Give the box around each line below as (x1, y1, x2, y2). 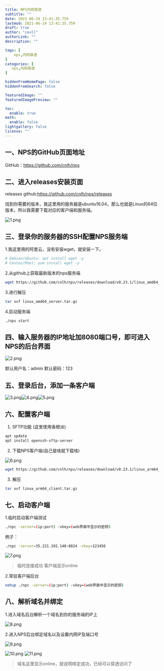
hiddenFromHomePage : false (5, 79, 60, 85)
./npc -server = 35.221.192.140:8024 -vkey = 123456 (5, 544, 106, 549)
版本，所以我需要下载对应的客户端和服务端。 (5, 207, 95, 213)
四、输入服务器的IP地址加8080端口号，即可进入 (5, 333, 150, 341)
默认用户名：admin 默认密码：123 (5, 365, 73, 372)
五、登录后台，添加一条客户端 (5, 381, 95, 389)
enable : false (9, 120, 38, 125)
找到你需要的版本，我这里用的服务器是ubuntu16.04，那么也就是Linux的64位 (5, 201, 158, 207)
